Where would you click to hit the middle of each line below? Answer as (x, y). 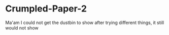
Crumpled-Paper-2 (46, 9)
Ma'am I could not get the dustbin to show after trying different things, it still (84, 22)
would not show (22, 27)
